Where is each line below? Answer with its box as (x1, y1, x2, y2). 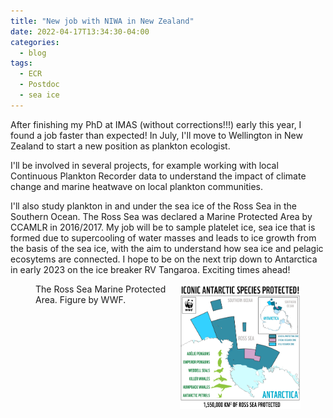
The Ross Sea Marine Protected (35, 283, 167, 295)
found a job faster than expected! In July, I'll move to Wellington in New (10, 129, 303, 141)
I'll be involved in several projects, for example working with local (10, 159, 279, 171)
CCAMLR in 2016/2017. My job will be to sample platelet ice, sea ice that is (10, 221, 316, 233)
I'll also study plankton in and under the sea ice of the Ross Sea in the (10, 200, 297, 212)
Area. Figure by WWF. (35, 293, 127, 305)
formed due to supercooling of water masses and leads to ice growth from (10, 231, 317, 244)
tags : (10, 58, 33, 69)
